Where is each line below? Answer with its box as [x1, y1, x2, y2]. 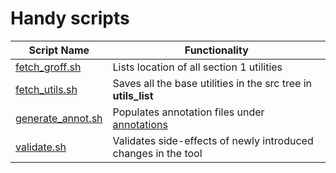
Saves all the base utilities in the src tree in [112, 76, 313, 90]
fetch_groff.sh [15, 60, 82, 74]
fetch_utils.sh [15, 82, 78, 96]
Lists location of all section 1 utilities [112, 60, 283, 74]
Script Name [28, 43, 90, 57]
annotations [112, 117, 168, 131]
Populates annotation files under [112, 105, 265, 119]
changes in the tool [112, 146, 203, 160]
